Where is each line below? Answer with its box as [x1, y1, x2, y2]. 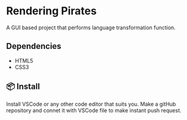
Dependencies [6, 41, 61, 51]
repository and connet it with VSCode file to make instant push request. [6, 106, 182, 114]
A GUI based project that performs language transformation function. [6, 24, 176, 31]
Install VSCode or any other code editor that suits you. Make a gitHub [6, 100, 176, 107]
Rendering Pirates [6, 4, 97, 18]
